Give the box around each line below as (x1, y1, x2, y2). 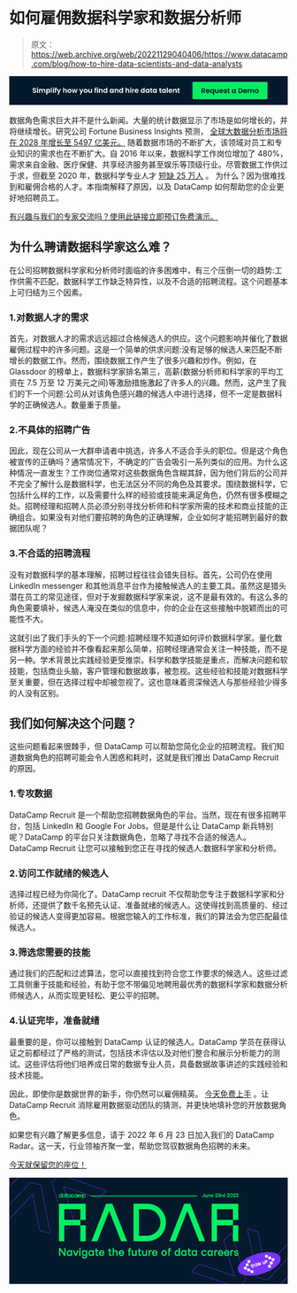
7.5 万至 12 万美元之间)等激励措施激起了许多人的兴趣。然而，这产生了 (26, 377, 279, 388)
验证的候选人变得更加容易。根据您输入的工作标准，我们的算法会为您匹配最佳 (9, 911, 288, 922)
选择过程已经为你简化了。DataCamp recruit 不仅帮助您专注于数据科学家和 (9, 889, 277, 900)
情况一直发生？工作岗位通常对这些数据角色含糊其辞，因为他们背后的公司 (16, 468, 280, 478)
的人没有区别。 (9, 687, 64, 698)
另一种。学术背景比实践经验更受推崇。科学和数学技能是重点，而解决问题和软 (9, 654, 288, 665)
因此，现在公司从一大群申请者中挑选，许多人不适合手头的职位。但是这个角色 (9, 445, 288, 456)
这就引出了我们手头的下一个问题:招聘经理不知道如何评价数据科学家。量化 (9, 632, 276, 643)
